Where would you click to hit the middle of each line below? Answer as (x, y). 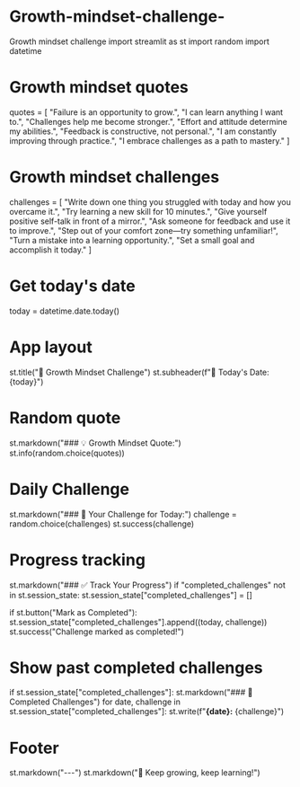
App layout (51, 347)
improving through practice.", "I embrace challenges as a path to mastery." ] (150, 140)
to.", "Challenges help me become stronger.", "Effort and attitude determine (148, 121)
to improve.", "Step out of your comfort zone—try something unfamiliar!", (144, 230)
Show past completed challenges (136, 668)
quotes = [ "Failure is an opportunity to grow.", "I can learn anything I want (146, 112)
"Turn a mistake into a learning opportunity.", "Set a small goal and (132, 240)
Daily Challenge (70, 489)
